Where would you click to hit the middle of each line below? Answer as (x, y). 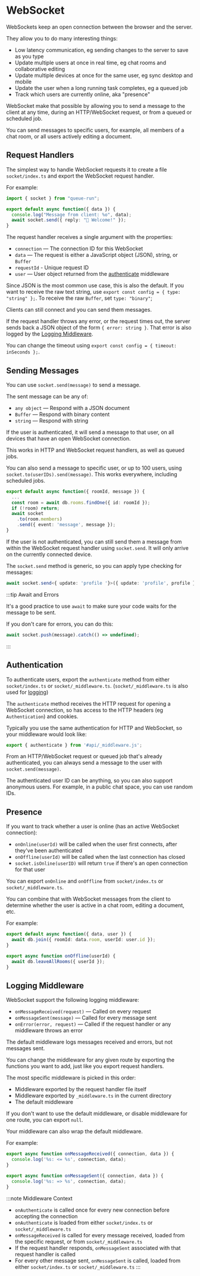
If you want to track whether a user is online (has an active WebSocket (93, 827)
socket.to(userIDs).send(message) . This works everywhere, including (92, 474)
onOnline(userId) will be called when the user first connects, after (96, 845)
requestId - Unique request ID (52, 268)
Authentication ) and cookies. (42, 716)
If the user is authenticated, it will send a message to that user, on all (90, 432)
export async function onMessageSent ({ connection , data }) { (85, 1176)
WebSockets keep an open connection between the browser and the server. (99, 27)
